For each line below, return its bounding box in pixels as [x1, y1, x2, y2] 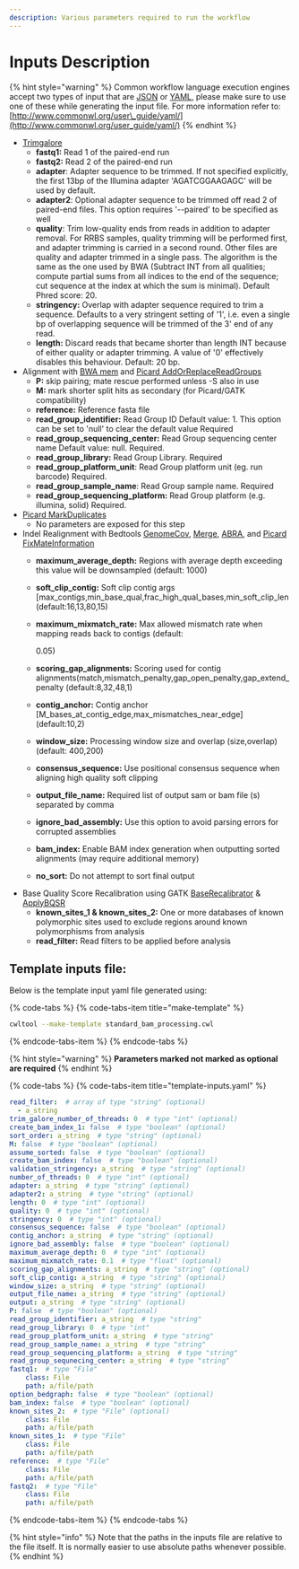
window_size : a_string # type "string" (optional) [9, 1281, 206, 1291]
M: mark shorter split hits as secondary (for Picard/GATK [35, 385, 246, 396]
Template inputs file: [9, 961, 127, 977]
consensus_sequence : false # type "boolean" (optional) [9, 1223, 226, 1232]
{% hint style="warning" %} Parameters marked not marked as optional [9, 1054, 278, 1065]
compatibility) [35, 394, 87, 405]
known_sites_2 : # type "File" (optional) [9, 1407, 170, 1416]
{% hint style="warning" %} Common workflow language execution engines [9, 82, 291, 92]
